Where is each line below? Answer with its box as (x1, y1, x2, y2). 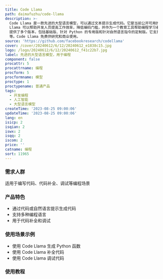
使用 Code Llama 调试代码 (12, 255, 65, 261)
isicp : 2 (5, 120, 23, 125)
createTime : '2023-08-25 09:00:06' (5, 106, 77, 112)
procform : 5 (5, 70, 29, 75)
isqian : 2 (5, 124, 25, 129)
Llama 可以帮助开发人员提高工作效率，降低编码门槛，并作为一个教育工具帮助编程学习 (9, 25, 156, 30)
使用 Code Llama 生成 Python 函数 (12, 243, 81, 249)
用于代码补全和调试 (12, 218, 51, 224)
